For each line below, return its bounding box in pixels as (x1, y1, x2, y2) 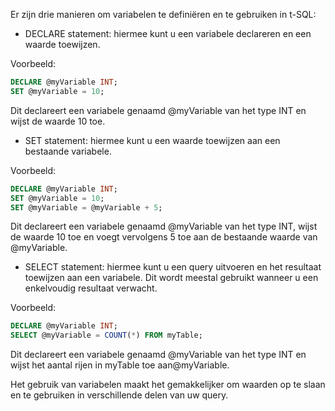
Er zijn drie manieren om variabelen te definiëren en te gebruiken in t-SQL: (10, 9, 317, 20)
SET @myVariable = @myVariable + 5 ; (10, 202, 163, 213)
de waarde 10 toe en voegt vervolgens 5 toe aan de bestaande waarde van (10, 231, 318, 243)
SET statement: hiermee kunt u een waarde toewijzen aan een (24, 134, 281, 146)
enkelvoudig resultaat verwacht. (24, 282, 158, 294)
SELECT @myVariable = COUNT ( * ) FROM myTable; (10, 330, 203, 341)
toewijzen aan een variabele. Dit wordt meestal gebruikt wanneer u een (24, 272, 319, 284)
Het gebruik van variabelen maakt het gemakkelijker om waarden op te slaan (10, 379, 326, 391)
